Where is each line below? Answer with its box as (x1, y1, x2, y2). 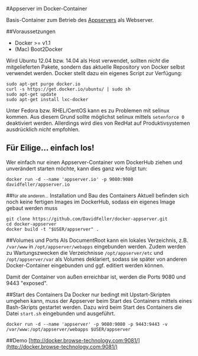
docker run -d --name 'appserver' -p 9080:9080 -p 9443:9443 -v (6, 321, 168, 327)
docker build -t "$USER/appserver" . (6, 226, 99, 232)
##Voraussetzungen (6, 28, 56, 35)
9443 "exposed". (6, 279, 48, 286)
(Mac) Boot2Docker (14, 46, 63, 53)
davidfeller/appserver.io (6, 182, 70, 187)
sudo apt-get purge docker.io (6, 81, 81, 87)
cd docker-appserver (6, 221, 57, 227)
